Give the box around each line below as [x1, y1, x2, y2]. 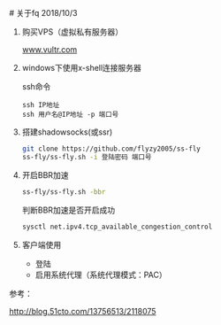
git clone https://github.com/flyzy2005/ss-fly [21, 144, 201, 153]
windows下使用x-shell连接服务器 [21, 63, 141, 73]
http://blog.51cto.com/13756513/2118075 [9, 306, 156, 316]
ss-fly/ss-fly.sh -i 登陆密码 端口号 [21, 152, 152, 161]
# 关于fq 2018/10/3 [9, 8, 78, 18]
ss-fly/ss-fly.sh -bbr [21, 187, 106, 197]
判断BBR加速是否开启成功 [21, 205, 116, 215]
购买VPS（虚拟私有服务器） [21, 27, 124, 37]
